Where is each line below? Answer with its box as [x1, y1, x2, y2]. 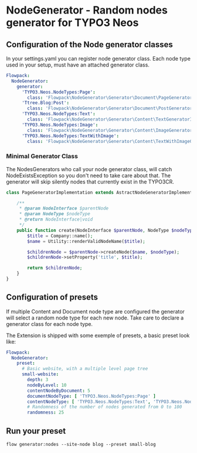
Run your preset [6, 426, 66, 436]
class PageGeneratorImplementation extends [6, 189, 114, 195]
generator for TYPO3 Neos [6, 16, 139, 29]
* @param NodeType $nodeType [19, 211, 91, 217]
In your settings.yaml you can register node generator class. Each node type [6, 55, 191, 62]
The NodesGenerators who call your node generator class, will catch [6, 165, 172, 172]
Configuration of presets [6, 292, 98, 302]
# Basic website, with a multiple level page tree [21, 366, 148, 372]
